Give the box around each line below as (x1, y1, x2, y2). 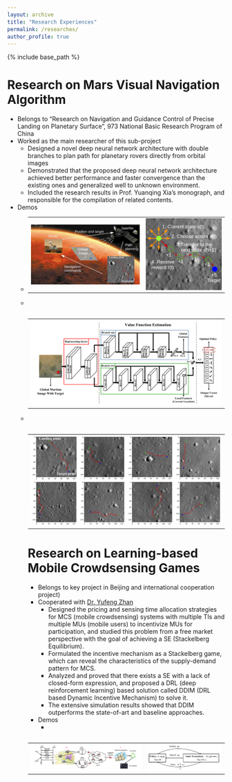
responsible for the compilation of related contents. (27, 196, 174, 204)
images (27, 159, 49, 168)
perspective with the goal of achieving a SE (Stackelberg (48, 634, 209, 643)
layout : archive (7, 11, 54, 18)
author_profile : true (7, 33, 70, 40)
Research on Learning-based (27, 545, 198, 561)
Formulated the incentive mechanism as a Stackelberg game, (48, 649, 222, 657)
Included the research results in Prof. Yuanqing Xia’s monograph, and (27, 188, 225, 197)
